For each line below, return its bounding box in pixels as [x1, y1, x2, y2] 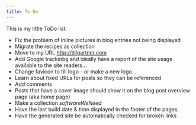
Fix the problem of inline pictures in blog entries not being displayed [14, 36, 181, 43]
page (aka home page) [14, 93, 70, 100]
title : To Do [6, 8, 38, 15]
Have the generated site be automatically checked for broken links [14, 112, 177, 119]
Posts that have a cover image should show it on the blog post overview [14, 86, 191, 94]
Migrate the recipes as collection [14, 43, 95, 50]
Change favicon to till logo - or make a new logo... [14, 68, 137, 75]
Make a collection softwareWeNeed [14, 99, 102, 107]
